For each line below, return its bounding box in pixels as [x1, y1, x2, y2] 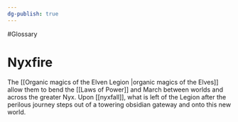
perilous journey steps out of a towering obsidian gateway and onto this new [7, 100, 232, 109]
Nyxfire [7, 54, 53, 71]
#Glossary [7, 30, 38, 38]
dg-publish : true [7, 10, 59, 18]
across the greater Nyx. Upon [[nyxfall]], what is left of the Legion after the [7, 92, 227, 101]
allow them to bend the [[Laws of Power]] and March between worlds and [7, 85, 224, 94]
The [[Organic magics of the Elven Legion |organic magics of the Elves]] [7, 78, 219, 86]
